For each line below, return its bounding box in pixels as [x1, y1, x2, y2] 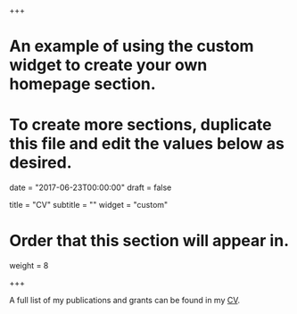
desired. [9, 153, 72, 173]
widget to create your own [9, 55, 208, 76]
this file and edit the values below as [9, 134, 285, 154]
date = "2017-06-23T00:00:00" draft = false [9, 182, 172, 193]
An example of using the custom [9, 37, 254, 56]
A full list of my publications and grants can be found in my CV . [9, 295, 241, 306]
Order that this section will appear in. [9, 231, 290, 251]
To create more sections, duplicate [9, 115, 272, 135]
